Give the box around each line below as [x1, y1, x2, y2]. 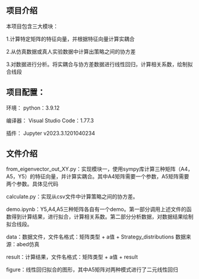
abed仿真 [16, 241, 40, 248]
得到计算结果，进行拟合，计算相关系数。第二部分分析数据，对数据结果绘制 [11, 213, 194, 221]
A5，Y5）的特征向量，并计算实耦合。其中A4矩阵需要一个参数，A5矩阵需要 [6, 173, 189, 180]
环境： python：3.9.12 [6, 104, 60, 111]
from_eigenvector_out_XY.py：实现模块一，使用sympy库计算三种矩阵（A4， [6, 166, 193, 173]
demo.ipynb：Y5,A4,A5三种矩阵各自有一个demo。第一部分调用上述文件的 [6, 206, 187, 213]
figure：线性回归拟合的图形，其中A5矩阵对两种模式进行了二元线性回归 [6, 266, 178, 273]
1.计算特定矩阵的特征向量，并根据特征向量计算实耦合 [6, 35, 135, 42]
